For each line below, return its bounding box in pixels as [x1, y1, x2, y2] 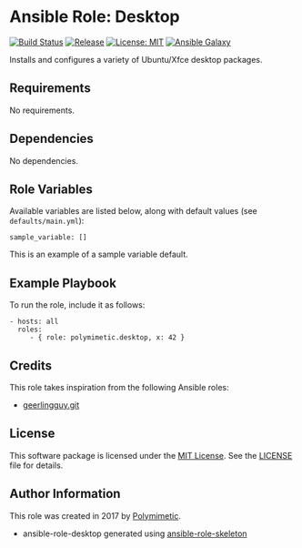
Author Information [9, 486, 121, 502]
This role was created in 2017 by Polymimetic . [9, 510, 182, 521]
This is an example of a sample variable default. [9, 249, 188, 260]
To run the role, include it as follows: [9, 299, 146, 310]
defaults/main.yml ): [9, 216, 85, 227]
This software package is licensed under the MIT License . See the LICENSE [9, 450, 293, 461]
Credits [9, 358, 53, 373]
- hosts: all [9, 317, 59, 327]
